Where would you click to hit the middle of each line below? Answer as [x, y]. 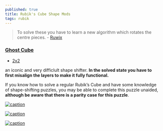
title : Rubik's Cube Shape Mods [38, 14]
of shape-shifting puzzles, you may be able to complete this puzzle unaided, [82, 90]
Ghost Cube [19, 50]
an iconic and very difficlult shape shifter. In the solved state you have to [79, 70]
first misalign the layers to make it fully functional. [57, 75]
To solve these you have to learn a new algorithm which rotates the [84, 33]
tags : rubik [17, 18]
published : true [21, 9]
